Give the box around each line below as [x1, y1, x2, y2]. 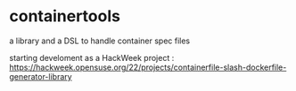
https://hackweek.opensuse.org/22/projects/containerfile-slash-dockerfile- [9, 62, 287, 72]
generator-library [9, 71, 73, 81]
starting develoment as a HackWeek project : [9, 52, 175, 63]
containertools [9, 6, 120, 27]
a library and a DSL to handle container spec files [9, 35, 190, 46]
